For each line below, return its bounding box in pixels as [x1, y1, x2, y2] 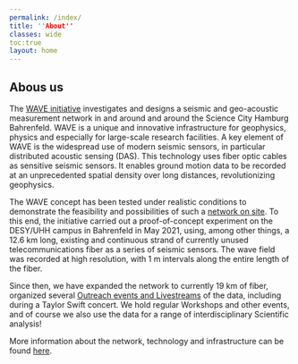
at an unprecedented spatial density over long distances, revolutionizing [9, 169, 276, 180]
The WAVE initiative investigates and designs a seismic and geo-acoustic [9, 103, 279, 114]
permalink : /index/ [9, 13, 82, 22]
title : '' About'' [9, 21, 74, 30]
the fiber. [9, 263, 43, 274]
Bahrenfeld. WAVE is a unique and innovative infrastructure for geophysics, [9, 122, 286, 132]
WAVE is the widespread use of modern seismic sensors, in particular [9, 140, 266, 152]
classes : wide [9, 30, 63, 38]
